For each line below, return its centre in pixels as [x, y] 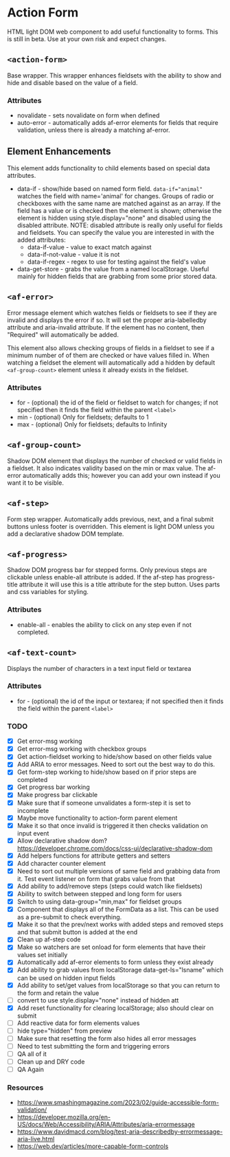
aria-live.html [36, 1139]
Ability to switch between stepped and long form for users [99, 894]
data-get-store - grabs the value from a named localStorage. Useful [113, 268]
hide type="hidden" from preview [65, 1031]
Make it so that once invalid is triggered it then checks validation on [112, 825]
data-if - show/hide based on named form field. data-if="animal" [110, 188]
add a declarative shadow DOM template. [66, 534]
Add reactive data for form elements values [78, 1023]
